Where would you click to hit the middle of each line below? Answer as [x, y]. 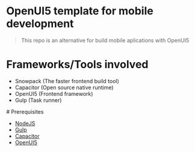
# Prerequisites [25, 111]
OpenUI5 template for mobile [80, 11]
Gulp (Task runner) [38, 100]
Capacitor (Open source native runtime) [64, 87]
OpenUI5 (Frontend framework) [54, 93]
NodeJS [25, 123]
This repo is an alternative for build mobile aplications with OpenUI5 [105, 40]
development [40, 24]
